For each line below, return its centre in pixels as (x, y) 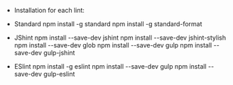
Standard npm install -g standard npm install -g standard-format (108, 24)
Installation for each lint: (49, 10)
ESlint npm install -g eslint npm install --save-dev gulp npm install (110, 66)
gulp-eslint (59, 74)
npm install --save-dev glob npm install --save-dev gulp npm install (113, 45)
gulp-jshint (59, 53)
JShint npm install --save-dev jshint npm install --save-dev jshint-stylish (120, 38)
